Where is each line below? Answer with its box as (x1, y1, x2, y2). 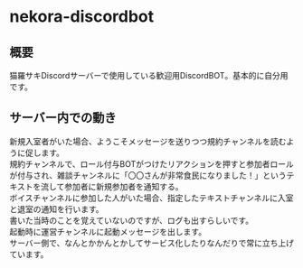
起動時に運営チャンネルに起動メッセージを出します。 (9, 226, 206, 236)
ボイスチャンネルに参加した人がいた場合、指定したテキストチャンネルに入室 (9, 192, 294, 203)
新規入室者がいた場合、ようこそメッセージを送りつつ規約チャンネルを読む (9, 135, 287, 146)
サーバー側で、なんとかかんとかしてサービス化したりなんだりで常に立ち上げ (9, 237, 294, 248)
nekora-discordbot (9, 6, 155, 27)
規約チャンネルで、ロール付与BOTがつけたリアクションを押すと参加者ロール (9, 158, 294, 169)
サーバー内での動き (9, 110, 117, 125)
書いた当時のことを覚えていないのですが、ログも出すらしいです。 (9, 215, 254, 226)
